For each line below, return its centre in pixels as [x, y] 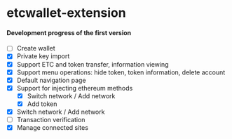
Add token [42, 104]
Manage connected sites [53, 128]
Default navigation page [51, 80]
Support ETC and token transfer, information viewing [93, 64]
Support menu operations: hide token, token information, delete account [121, 72]
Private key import [43, 56]
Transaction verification [51, 119]
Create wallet [36, 48]
